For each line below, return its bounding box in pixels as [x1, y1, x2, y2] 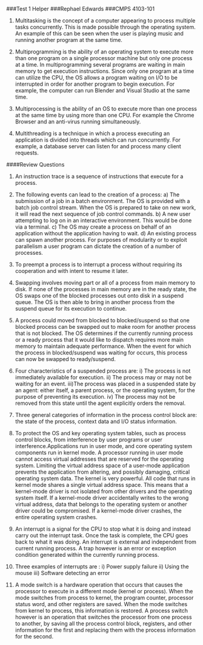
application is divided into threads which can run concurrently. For [15, 136, 181, 143]
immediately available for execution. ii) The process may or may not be [15, 374, 192, 381]
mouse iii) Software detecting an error [15, 570, 110, 576]
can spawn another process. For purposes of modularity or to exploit [15, 236, 187, 243]
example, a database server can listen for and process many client [15, 143, 182, 150]
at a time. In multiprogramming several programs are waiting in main [15, 61, 185, 68]
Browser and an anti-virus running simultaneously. [15, 118, 141, 125]
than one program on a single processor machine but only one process [15, 55, 193, 61]
